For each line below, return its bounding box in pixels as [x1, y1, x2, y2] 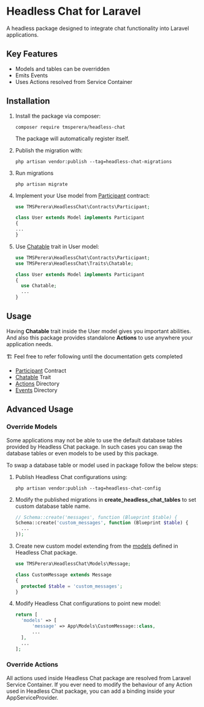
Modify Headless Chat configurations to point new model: [15, 600, 161, 607]
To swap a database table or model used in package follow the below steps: [6, 461, 198, 469]
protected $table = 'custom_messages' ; [21, 583, 123, 589]
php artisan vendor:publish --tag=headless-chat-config [15, 485, 161, 491]
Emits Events [15, 72, 48, 79]
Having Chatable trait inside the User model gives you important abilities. [6, 327, 191, 335]
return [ [15, 611, 38, 618]
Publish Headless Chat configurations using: [15, 473, 127, 480]
